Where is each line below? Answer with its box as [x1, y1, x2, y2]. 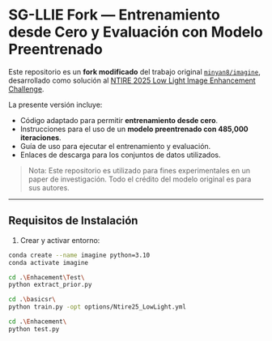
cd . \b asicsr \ [8, 296, 57, 304]
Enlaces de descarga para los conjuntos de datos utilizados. [19, 150, 221, 160]
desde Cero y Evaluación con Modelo [8, 23, 263, 41]
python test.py [8, 325, 60, 333]
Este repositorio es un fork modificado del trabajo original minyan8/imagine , [8, 66, 261, 76]
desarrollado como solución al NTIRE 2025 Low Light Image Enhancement [8, 75, 257, 85]
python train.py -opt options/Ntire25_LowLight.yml [8, 303, 186, 311]
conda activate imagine [8, 258, 89, 266]
